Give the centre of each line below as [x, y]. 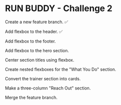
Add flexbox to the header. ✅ [34, 31]
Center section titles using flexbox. [40, 60]
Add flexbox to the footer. [30, 41]
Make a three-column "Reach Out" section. [48, 88]
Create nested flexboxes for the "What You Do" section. [60, 69]
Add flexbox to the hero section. [37, 50]
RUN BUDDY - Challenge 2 [59, 8]
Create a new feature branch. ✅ [37, 22]
